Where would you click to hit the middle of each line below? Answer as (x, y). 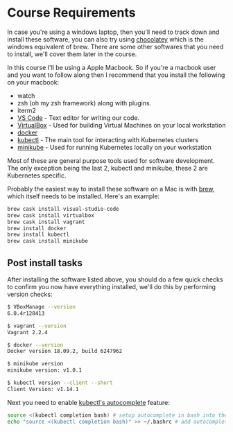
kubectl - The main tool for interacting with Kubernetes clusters (108, 139)
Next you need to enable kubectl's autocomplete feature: (88, 402)
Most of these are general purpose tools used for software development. (111, 160)
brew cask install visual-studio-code (63, 209)
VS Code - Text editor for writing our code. (78, 118)
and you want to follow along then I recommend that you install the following (116, 75)
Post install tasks (45, 262)
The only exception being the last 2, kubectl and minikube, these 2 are (107, 168)
